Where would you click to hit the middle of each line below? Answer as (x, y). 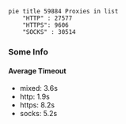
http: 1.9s (34, 97)
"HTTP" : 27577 (48, 18)
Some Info (29, 51)
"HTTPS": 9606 (46, 25)
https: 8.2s (37, 105)
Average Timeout (37, 70)
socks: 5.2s (38, 114)
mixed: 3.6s (38, 88)
